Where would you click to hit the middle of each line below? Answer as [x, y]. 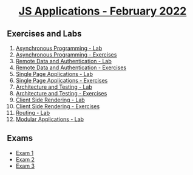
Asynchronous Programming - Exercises [66, 55]
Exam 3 [25, 166]
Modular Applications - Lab [50, 119]
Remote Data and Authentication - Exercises [71, 67]
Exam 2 [25, 159]
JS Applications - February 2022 [103, 11]
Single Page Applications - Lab [54, 74]
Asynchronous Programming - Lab [59, 48]
